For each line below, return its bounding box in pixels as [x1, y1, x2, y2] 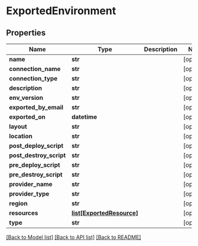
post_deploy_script [9, 142, 64, 150]
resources [9, 209, 38, 217]
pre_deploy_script [9, 161, 61, 169]
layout [9, 122, 28, 131]
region [9, 199, 28, 208]
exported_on [9, 113, 46, 121]
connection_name [9, 65, 61, 73]
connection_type [9, 75, 58, 82]
